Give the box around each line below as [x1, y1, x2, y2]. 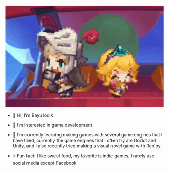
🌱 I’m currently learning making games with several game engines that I [12, 132, 163, 138]
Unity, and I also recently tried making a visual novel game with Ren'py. [12, 143, 162, 149]
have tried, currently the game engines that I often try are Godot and [12, 138, 156, 143]
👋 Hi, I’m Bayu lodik [12, 112, 53, 118]
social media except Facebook [12, 160, 77, 166]
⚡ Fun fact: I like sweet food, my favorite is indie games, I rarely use [12, 153, 154, 159]
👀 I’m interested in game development [12, 122, 93, 128]
